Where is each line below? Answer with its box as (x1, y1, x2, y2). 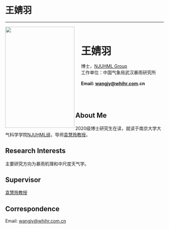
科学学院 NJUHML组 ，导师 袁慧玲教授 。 (9, 131, 91, 138)
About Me (75, 111, 107, 120)
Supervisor (5, 175, 41, 184)
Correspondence (5, 204, 60, 213)
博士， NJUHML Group (80, 63, 127, 69)
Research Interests (5, 147, 66, 155)
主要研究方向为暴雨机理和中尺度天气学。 (5, 160, 89, 167)
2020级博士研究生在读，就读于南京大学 (75, 125, 157, 131)
